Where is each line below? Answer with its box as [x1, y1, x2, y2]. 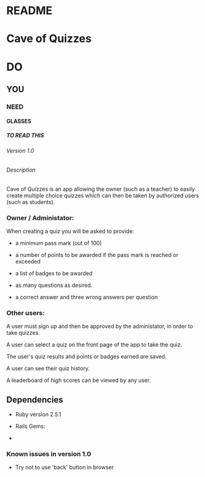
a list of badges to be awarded [15, 269, 93, 277]
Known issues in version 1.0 [6, 449, 91, 458]
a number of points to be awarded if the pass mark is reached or [15, 251, 179, 258]
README [6, 4, 53, 18]
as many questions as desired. [15, 281, 93, 289]
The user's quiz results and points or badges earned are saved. [6, 353, 167, 361]
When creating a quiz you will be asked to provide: [6, 227, 134, 235]
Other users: [6, 308, 45, 317]
